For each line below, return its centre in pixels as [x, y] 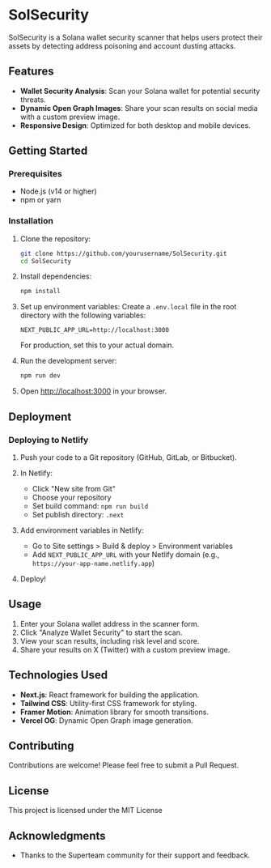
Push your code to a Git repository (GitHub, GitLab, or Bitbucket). [128, 457]
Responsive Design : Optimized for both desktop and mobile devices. [135, 125]
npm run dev [40, 376]
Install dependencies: [56, 276]
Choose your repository [72, 497]
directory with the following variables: [83, 315]
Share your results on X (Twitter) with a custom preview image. [125, 649]
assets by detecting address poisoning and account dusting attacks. [122, 45]
